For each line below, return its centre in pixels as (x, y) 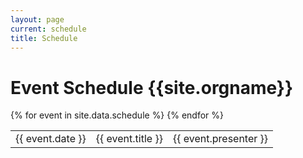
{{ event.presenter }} (220, 139)
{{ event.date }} (51, 139)
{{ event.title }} (129, 139)
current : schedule (48, 29)
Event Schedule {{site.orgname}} (152, 87)
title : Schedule (44, 38)
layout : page (37, 19)
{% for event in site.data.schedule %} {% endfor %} (117, 115)
